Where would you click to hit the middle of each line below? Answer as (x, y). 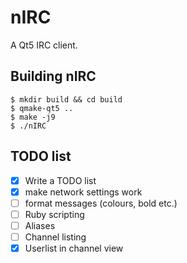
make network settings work (83, 192)
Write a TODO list (60, 180)
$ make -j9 (33, 117)
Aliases (40, 225)
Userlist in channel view (74, 248)
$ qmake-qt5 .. (42, 108)
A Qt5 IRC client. (44, 45)
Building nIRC (53, 76)
